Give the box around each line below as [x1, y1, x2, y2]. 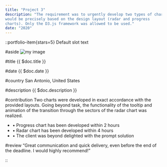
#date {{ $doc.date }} [5, 68, 49, 74]
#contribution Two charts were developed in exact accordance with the [5, 97, 152, 103]
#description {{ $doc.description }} [5, 87, 77, 93]
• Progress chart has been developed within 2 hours [12, 122, 120, 128]
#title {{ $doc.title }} [5, 58, 46, 64]
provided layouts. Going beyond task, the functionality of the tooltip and [5, 102, 153, 108]
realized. [5, 112, 23, 119]
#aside [5, 49, 19, 55]
